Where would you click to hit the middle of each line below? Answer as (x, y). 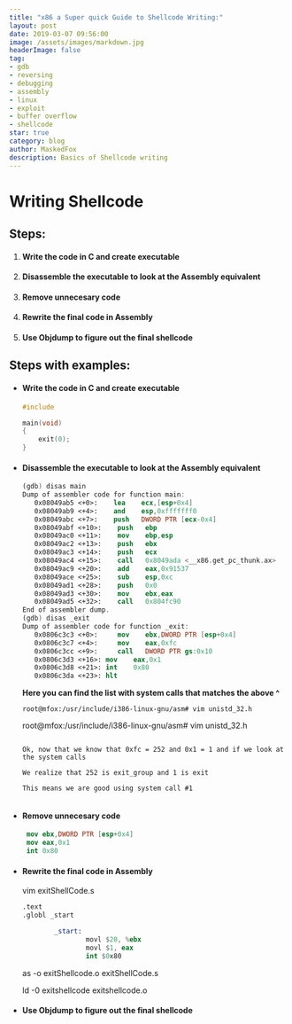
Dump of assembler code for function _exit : (105, 627)
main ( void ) (42, 423)
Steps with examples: (70, 366)
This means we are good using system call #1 (107, 789)
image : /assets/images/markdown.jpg (77, 42)
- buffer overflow (43, 116)
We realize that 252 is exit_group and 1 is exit (115, 773)
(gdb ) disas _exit (56, 618)
